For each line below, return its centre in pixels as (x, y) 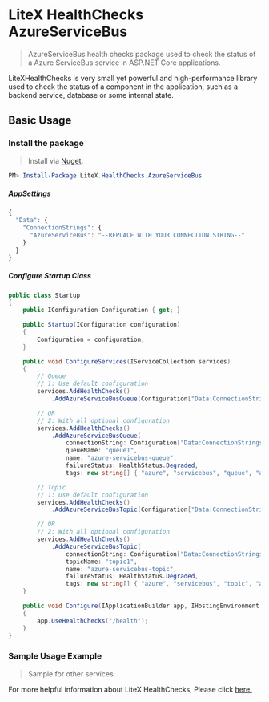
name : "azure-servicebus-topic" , (121, 569)
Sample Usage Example (55, 656)
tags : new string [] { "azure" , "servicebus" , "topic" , (159, 584)
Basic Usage (40, 121)
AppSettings (30, 193)
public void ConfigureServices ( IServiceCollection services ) (126, 361)
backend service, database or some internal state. (91, 95)
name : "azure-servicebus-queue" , (121, 458)
